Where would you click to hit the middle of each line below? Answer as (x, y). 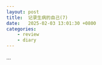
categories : (21, 29)
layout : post (23, 12)
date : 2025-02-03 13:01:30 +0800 (51, 23)
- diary (27, 40)
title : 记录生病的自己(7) (37, 18)
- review (28, 35)
